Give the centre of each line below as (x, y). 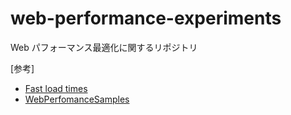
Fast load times (56, 88)
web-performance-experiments (146, 18)
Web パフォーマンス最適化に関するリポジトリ (104, 47)
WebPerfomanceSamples (77, 99)
